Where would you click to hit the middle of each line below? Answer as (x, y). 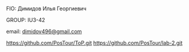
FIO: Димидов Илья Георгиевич (46, 9)
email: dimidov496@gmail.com (44, 31)
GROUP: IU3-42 (26, 20)
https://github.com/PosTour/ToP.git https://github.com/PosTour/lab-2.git (94, 43)
